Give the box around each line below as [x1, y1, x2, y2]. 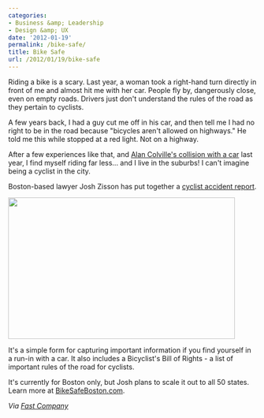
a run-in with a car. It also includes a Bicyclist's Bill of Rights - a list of [8, 353, 234, 363]
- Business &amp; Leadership [8, 19, 104, 27]
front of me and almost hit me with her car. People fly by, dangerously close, [8, 85, 256, 95]
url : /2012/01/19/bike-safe [8, 56, 101, 64]
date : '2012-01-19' [8, 33, 73, 42]
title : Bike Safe [8, 48, 65, 56]
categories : [8, 11, 47, 20]
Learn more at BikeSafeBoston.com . [8, 386, 125, 395]
